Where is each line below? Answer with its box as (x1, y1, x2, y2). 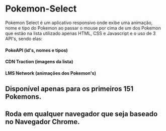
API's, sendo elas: (5, 36, 43, 42)
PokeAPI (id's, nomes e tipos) (5, 47, 68, 53)
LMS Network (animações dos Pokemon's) (5, 70, 97, 76)
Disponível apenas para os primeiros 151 (5, 85, 134, 93)
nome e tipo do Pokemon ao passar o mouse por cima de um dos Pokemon (5, 25, 161, 31)
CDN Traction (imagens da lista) (5, 59, 73, 65)
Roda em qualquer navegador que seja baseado (5, 109, 158, 118)
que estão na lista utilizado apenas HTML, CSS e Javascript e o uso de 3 (5, 30, 156, 36)
